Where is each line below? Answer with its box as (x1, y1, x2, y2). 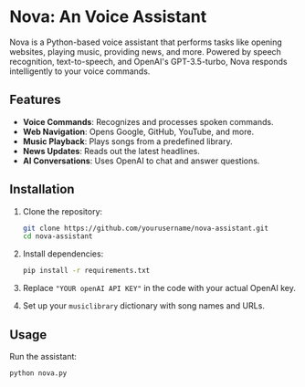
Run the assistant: (9, 351, 78, 361)
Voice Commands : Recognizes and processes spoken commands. (22, 116, 274, 127)
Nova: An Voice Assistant (9, 6, 207, 27)
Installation (9, 182, 75, 197)
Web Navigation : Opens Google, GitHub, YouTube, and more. (22, 126, 254, 137)
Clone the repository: (22, 205, 103, 216)
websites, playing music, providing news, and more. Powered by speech (9, 46, 281, 57)
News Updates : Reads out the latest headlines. (22, 145, 201, 156)
